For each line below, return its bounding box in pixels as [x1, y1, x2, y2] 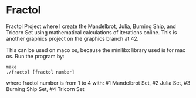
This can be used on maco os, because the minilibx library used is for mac [6, 46, 186, 53]
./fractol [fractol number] [6, 69, 75, 75]
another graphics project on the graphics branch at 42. [6, 35, 139, 42]
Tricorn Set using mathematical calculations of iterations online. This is [6, 29, 177, 36]
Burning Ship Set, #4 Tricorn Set [6, 85, 85, 92]
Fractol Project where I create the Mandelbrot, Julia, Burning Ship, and [6, 23, 176, 30]
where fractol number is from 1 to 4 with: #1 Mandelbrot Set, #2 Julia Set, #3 [6, 79, 191, 86]
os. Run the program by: [6, 52, 65, 60]
